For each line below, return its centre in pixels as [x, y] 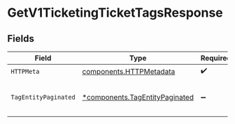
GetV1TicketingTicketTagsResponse [115, 13]
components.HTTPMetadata [129, 71]
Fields [21, 39]
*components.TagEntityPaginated [138, 97]
